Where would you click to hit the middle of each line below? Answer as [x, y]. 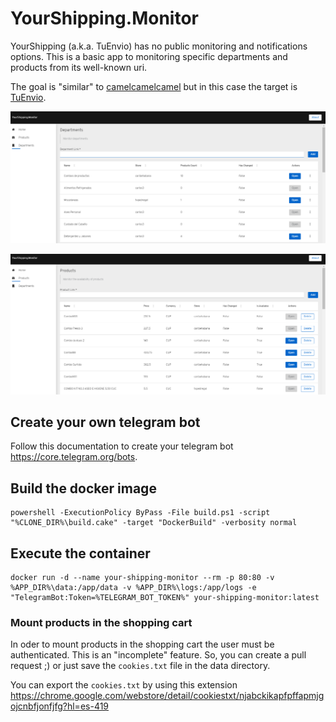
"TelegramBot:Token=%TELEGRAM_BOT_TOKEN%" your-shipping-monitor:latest [165, 597]
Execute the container [80, 553]
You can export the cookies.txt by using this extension [124, 685]
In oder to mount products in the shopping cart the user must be [142, 644]
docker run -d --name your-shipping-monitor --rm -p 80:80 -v [142, 577]
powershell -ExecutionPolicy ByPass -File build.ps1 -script [140, 513]
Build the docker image [83, 488]
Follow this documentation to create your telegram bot [122, 446]
